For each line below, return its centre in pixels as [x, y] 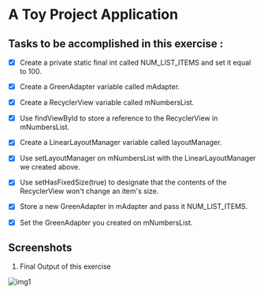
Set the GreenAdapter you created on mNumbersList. [106, 222]
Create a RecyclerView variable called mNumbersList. [107, 102]
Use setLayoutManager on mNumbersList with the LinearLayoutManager [138, 158]
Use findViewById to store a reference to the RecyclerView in [119, 118]
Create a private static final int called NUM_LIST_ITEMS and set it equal [135, 62]
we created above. [50, 167]
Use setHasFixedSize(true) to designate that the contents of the [123, 182]
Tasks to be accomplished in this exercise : [116, 44]
